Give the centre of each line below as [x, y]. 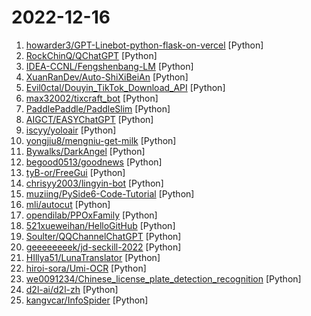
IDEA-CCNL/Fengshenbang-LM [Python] [109, 66]
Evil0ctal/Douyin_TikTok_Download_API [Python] [125, 87]
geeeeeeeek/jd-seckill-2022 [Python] [103, 247]
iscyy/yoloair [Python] [71, 130]
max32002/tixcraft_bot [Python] [92, 98]
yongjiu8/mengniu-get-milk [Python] [101, 140]
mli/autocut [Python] [68, 204]
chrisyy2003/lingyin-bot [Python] [94, 183]
